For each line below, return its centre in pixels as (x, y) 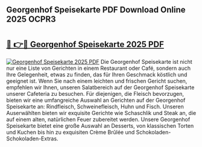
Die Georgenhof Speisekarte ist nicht (146, 62)
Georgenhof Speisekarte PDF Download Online (96, 10)
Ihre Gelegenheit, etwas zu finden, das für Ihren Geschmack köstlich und (97, 74)
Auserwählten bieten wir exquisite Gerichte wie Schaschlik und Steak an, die (101, 113)
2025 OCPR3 (31, 20)
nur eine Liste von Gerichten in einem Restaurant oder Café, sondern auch (99, 68)
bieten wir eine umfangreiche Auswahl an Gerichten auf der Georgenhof (96, 100)
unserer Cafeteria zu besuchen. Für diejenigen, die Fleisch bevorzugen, (95, 94)
